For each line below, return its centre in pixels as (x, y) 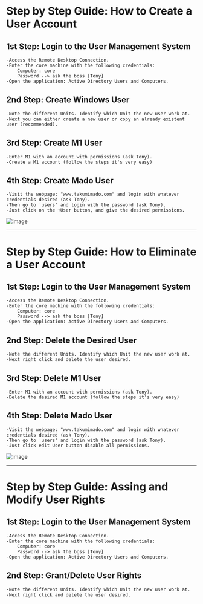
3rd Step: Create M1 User (54, 143)
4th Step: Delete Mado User (60, 416)
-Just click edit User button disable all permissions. (78, 446)
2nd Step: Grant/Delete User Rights (74, 576)
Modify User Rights (56, 500)
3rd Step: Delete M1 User (54, 378)
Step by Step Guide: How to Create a (99, 11)
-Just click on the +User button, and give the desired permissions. (96, 210)
